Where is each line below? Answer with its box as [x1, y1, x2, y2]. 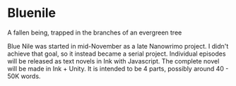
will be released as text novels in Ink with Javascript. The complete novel [7, 56, 220, 65]
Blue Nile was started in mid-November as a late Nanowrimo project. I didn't [7, 42, 229, 50]
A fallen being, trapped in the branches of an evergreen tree [7, 28, 182, 37]
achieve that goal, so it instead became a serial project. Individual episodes [7, 49, 226, 58]
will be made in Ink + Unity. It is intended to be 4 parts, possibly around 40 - [7, 64, 229, 73]
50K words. [7, 72, 41, 80]
